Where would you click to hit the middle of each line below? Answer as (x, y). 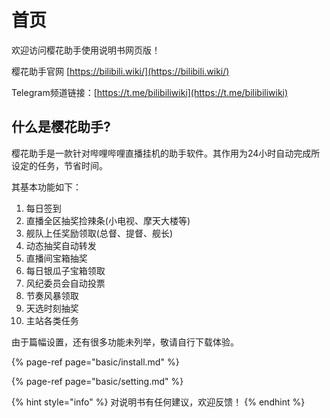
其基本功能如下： (46, 187)
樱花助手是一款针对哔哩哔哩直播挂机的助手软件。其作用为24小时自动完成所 (166, 153)
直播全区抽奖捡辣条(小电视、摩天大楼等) (108, 220)
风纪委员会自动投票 (65, 283)
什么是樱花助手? (61, 127)
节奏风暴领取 (52, 295)
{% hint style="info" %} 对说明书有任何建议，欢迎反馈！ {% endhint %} (158, 402)
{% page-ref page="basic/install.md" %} (95, 362)
